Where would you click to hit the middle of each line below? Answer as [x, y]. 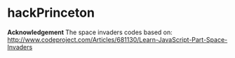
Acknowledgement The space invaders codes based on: [90, 32]
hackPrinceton [51, 13]
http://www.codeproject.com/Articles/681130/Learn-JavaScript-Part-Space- [117, 39]
